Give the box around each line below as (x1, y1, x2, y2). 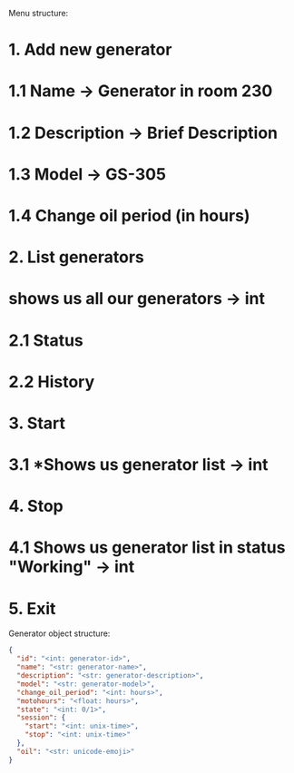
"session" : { (16, 713, 66, 722)
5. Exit (8, 598, 56, 619)
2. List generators (8, 247, 144, 268)
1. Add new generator (8, 40, 172, 60)
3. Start (8, 413, 65, 434)
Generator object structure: (8, 628, 111, 639)
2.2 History (8, 371, 95, 392)
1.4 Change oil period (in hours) (8, 205, 250, 226)
